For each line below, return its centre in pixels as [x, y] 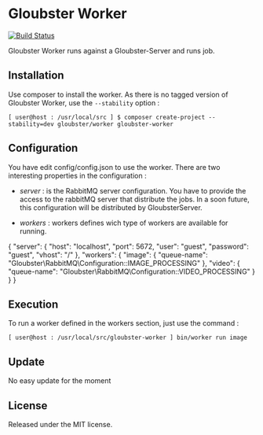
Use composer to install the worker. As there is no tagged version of [119, 94]
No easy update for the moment [60, 381]
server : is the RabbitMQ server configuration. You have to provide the [133, 190]
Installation [36, 76]
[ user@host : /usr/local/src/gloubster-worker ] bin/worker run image [128, 338]
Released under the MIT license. [60, 424]
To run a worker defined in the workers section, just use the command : [124, 323]
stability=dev [31, 124]
